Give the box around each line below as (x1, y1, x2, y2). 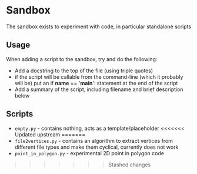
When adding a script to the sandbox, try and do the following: (6, 55, 158, 62)
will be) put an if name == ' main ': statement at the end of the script (14, 79, 178, 86)
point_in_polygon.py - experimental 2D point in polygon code (14, 149, 165, 156)
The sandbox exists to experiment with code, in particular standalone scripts (6, 23, 192, 30)
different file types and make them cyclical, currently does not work (14, 143, 179, 150)
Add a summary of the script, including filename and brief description (14, 86, 183, 93)
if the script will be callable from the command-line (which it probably (14, 73, 183, 80)
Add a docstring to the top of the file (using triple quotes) (14, 67, 153, 74)
